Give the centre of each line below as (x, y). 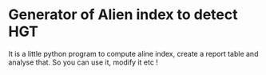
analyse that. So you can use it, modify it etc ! (83, 62)
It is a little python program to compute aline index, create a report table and (133, 53)
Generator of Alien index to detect (123, 15)
